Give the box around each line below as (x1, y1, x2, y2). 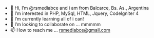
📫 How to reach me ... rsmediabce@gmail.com (10, 27, 110, 33)
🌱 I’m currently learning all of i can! (10, 16, 84, 22)
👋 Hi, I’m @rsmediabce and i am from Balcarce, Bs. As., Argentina (10, 5, 149, 11)
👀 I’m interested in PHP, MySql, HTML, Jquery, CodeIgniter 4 (10, 10, 139, 16)
